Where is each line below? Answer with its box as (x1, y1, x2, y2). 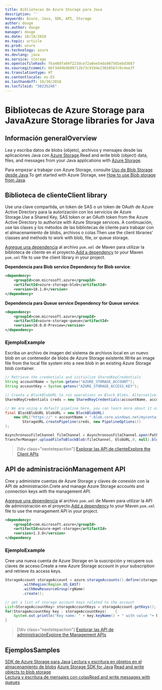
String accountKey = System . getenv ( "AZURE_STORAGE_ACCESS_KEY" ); (5, 384, 139, 389)
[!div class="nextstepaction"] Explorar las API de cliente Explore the (16, 446, 151, 451)
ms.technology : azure (5, 48, 49, 52)
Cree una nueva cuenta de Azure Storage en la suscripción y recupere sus (5, 558, 153, 564)
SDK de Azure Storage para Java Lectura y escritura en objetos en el (5, 659, 142, 665)
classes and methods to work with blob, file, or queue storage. (5, 235, 129, 241)
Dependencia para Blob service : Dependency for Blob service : (5, 264, 131, 270)
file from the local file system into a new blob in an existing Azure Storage (5, 360, 151, 366)
